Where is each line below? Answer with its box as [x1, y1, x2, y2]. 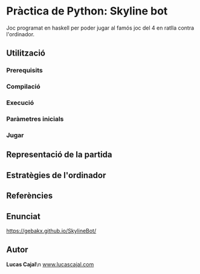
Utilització [6, 48, 45, 59]
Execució [6, 98, 34, 107]
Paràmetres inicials [6, 115, 64, 123]
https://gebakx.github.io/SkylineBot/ [6, 227, 97, 234]
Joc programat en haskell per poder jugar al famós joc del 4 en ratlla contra [6, 24, 195, 31]
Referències [6, 191, 53, 201]
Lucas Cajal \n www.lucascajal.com [6, 261, 94, 268]
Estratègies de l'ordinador [6, 170, 106, 180]
